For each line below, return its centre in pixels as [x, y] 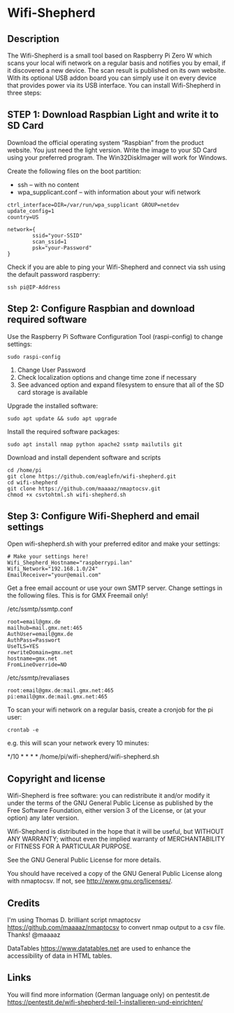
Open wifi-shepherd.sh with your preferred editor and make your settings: [114, 544]
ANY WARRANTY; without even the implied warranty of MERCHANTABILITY [116, 839]
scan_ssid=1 [50, 242]
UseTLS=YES [23, 647]
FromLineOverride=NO [37, 665]
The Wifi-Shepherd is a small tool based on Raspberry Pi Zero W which [110, 55]
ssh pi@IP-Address [34, 287]
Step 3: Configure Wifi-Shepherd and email [103, 516]
